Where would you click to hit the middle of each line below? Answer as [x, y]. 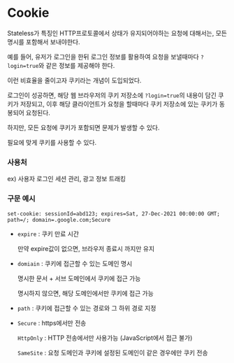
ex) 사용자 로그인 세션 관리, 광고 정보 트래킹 [67, 179]
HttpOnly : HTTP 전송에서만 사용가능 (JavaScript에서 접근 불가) [105, 338]
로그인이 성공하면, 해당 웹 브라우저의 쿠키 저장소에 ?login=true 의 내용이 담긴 [112, 95]
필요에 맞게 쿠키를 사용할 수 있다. [52, 142]
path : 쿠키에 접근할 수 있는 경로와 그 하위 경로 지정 [87, 308]
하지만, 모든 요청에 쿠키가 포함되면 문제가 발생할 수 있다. [83, 127]
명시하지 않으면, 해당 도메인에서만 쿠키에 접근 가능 [85, 293]
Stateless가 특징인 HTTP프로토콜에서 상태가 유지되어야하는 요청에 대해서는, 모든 [117, 33]
